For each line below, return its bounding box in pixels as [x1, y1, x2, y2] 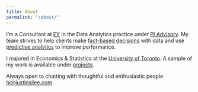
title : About [6, 8, 39, 15]
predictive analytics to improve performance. [6, 43, 116, 50]
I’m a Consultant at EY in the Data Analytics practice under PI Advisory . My [6, 30, 189, 37]
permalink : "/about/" [6, 14, 60, 20]
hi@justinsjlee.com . [6, 78, 54, 86]
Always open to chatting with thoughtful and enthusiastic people [6, 72, 164, 80]
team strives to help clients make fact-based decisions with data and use [6, 37, 185, 44]
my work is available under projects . [6, 61, 95, 68]
